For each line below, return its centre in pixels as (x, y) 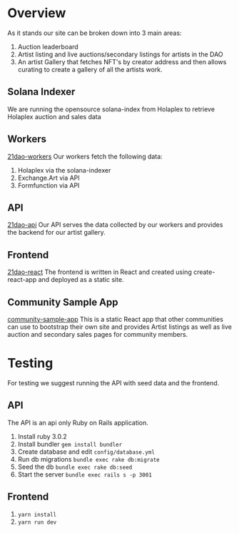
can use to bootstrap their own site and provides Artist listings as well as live (119, 327)
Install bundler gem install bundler (70, 444)
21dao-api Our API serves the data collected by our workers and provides (115, 225)
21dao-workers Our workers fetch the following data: (85, 156)
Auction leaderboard (48, 46)
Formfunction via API (49, 185)
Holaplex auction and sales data (54, 116)
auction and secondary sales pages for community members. (98, 334)
